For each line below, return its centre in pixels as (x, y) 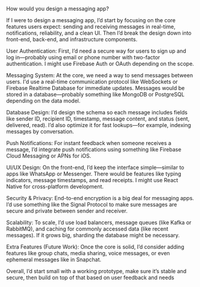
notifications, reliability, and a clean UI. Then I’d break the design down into (99, 33)
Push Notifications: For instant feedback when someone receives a (89, 143)
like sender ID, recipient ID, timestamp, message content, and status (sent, (98, 119)
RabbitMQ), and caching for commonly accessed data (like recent (87, 229)
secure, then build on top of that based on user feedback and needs (90, 277)
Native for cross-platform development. (55, 186)
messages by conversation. (40, 132)
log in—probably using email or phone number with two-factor (83, 57)
